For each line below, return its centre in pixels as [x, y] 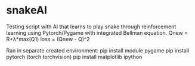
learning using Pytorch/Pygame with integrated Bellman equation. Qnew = [97, 32]
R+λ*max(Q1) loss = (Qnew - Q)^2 [48, 39]
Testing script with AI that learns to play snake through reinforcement [91, 27]
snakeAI [27, 10]
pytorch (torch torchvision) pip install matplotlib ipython [74, 57]
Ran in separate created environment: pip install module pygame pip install [98, 50]
